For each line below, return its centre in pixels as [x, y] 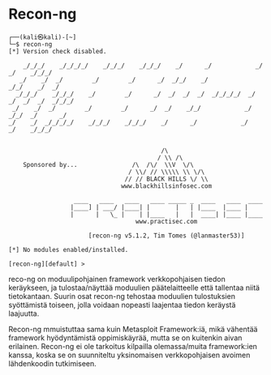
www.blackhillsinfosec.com [166, 186]
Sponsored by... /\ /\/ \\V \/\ [109, 164]
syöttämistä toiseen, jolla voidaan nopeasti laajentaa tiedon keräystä [122, 305]
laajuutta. [24, 313]
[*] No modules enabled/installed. [69, 249]
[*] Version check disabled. [58, 51]
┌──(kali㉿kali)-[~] [43, 37]
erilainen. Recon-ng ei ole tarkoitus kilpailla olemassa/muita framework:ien [133, 346]
